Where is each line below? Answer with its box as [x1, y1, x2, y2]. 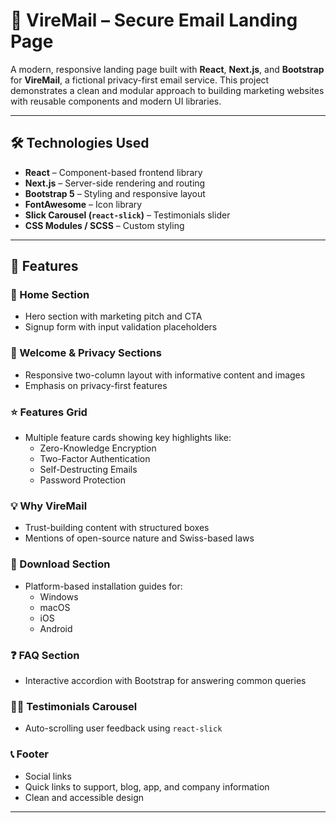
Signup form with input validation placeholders [24, 321, 218, 333]
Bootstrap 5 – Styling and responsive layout [24, 187, 206, 199]
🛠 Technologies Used [10, 135, 150, 152]
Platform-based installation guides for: [24, 580, 183, 592]
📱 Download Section [10, 557, 111, 571]
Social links [24, 770, 72, 782]
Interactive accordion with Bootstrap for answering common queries [24, 674, 307, 686]
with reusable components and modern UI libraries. [10, 95, 222, 107]
